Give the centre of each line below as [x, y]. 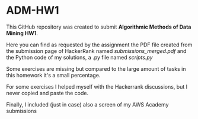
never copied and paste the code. [47, 93]
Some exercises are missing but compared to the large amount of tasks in [96, 68]
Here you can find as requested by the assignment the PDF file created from [99, 45]
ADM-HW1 [33, 10]
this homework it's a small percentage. [53, 75]
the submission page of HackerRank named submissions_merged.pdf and [96, 51]
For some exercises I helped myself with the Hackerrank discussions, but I [97, 86]
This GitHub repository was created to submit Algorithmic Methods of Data [99, 27]
